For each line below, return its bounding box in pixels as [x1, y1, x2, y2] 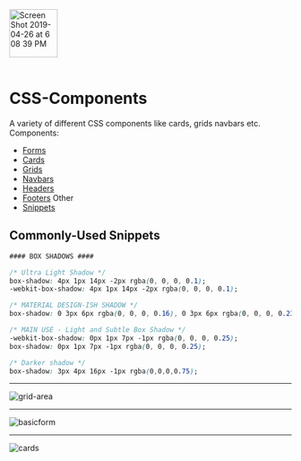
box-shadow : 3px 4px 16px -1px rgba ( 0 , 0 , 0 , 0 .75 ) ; [9, 367, 199, 376]
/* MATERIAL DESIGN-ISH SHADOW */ [9, 300, 139, 310]
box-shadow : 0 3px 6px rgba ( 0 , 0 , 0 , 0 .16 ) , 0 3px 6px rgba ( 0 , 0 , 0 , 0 [9, 309, 283, 318]
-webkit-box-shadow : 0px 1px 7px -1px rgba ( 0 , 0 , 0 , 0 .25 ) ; [9, 334, 239, 343]
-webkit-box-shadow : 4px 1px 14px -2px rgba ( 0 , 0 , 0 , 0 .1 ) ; [9, 284, 239, 294]
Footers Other [21, 192, 74, 203]
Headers [21, 183, 55, 194]
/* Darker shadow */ [9, 358, 87, 367]
